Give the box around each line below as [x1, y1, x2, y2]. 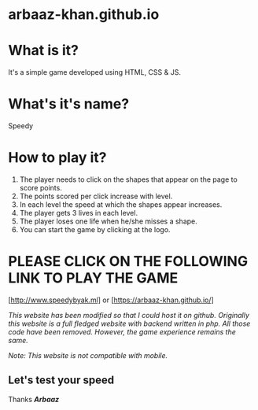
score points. [19, 183, 63, 192]
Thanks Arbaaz [8, 394, 60, 404]
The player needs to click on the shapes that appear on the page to [19, 175, 238, 184]
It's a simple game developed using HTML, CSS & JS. [8, 68, 181, 77]
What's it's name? [8, 95, 130, 113]
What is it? [8, 42, 79, 60]
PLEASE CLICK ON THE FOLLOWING [8, 253, 249, 271]
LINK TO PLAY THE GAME [8, 269, 179, 287]
